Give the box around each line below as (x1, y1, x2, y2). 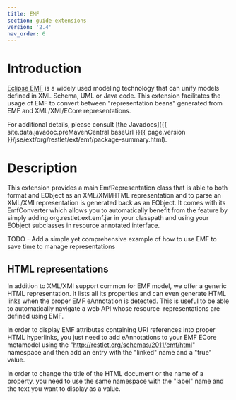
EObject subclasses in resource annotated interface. (7, 221, 160, 230)
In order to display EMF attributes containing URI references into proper (7, 325, 216, 333)
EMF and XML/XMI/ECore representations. (7, 107, 131, 115)
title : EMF (7, 10, 40, 18)
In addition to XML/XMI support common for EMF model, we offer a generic (7, 281, 228, 290)
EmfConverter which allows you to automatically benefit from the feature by (7, 206, 228, 215)
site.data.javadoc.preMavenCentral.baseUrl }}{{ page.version (7, 128, 186, 137)
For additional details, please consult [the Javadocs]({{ (7, 120, 167, 129)
